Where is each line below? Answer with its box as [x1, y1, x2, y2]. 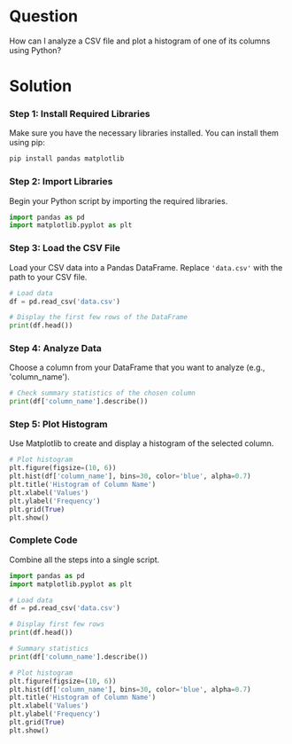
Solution [9, 76, 73, 97]
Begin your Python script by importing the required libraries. [9, 195, 228, 206]
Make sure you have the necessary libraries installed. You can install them [9, 128, 279, 138]
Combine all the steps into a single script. [9, 554, 160, 565]
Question [9, 6, 78, 27]
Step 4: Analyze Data [9, 342, 102, 355]
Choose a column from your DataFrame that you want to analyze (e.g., [9, 362, 265, 373]
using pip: [9, 137, 46, 148]
